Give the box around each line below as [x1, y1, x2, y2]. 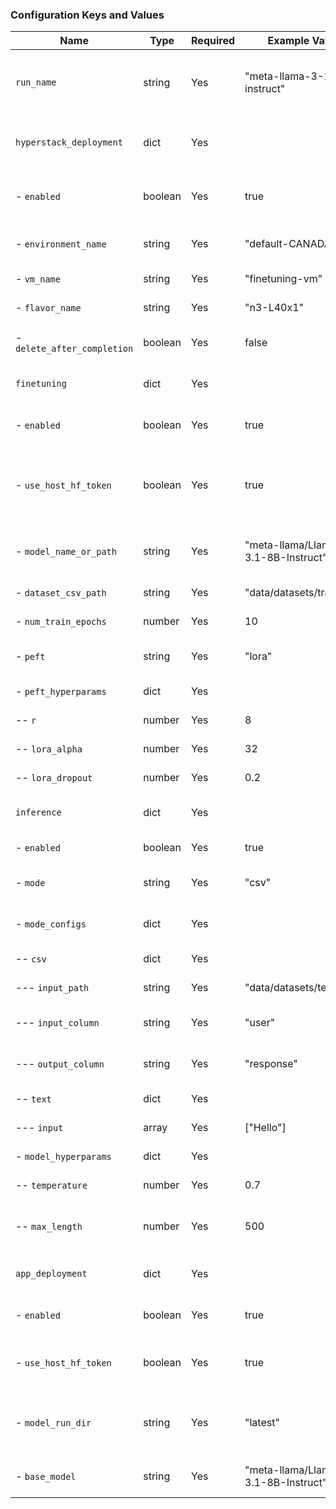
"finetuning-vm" [244, 272, 323, 286]
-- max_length [15, 1219, 83, 1233]
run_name [15, 77, 57, 88]
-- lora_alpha [15, 742, 83, 756]
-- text [15, 1092, 52, 1106]
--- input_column [15, 1016, 100, 1030]
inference [15, 807, 62, 818]
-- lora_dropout [15, 771, 93, 785]
